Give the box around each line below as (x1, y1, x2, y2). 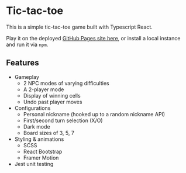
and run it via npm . (6, 41, 49, 48)
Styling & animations (14, 136, 64, 143)
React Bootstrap (23, 148, 63, 155)
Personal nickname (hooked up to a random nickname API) (23, 110, 166, 117)
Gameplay (14, 73, 40, 80)
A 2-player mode (23, 86, 64, 93)
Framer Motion (23, 154, 59, 161)
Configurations (14, 104, 51, 112)
